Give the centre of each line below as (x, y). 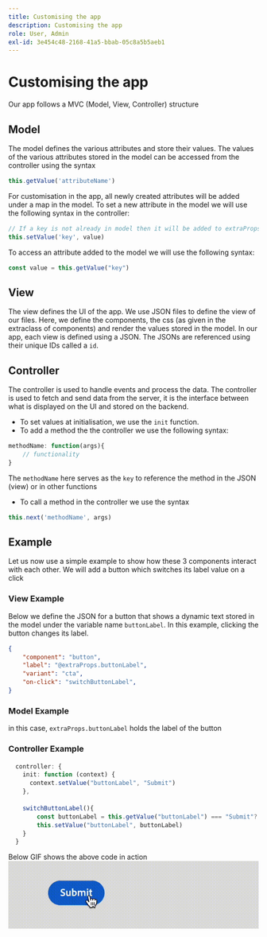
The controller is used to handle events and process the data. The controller (132, 390)
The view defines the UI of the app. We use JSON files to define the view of (132, 312)
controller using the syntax (52, 165)
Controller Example (46, 749)
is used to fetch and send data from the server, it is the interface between (128, 399)
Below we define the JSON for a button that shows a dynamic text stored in (132, 616)
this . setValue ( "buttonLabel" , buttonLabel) (110, 825)
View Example (37, 599)
